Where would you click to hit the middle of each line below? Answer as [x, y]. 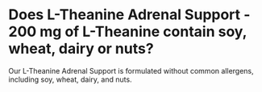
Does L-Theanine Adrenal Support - [129, 15]
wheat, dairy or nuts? [81, 49]
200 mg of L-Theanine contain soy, [128, 32]
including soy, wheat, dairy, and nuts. [70, 79]
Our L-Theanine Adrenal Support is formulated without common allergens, [131, 70]
